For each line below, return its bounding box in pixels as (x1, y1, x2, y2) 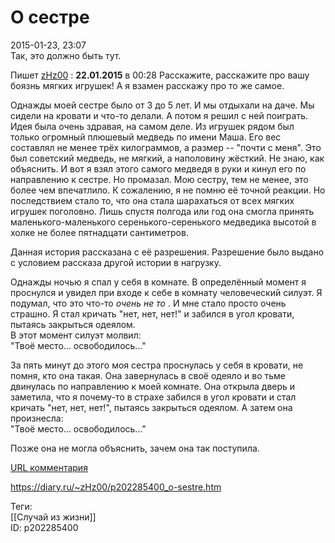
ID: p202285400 (10, 521, 79, 533)
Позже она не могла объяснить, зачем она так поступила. (10, 442, 260, 454)
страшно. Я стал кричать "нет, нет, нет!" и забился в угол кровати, (10, 307, 295, 320)
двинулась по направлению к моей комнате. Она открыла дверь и (10, 380, 296, 392)
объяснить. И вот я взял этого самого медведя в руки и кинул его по (10, 162, 307, 175)
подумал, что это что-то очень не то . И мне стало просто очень (10, 297, 287, 309)
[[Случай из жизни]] (10, 511, 97, 523)
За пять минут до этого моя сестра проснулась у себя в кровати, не (10, 359, 304, 371)
